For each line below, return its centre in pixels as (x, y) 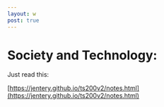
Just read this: (28, 75)
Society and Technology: (82, 55)
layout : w (22, 14)
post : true (23, 20)
